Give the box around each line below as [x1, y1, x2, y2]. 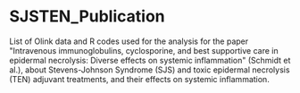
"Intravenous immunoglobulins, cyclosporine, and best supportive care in [9, 45, 279, 55]
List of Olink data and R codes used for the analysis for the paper [9, 36, 249, 46]
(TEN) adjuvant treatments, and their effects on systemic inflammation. [9, 73, 270, 84]
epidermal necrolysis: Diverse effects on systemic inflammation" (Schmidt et [9, 55, 291, 65]
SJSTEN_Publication [9, 6, 165, 27]
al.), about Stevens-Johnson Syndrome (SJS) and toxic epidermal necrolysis [9, 64, 290, 75]
